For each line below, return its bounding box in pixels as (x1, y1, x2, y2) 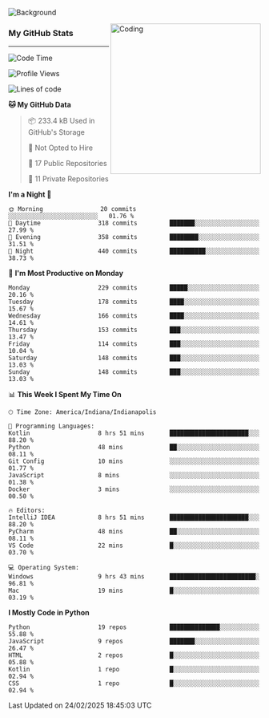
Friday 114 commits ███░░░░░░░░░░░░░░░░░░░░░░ (8, 340, 260, 348)
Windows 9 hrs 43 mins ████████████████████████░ (8, 573, 260, 581)
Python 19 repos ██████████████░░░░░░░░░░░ (8, 623, 260, 631)
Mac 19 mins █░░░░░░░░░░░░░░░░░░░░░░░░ (8, 586, 260, 595)
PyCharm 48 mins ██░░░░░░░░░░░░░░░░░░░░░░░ (8, 528, 260, 536)
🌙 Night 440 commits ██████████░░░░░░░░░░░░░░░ (8, 247, 260, 256)
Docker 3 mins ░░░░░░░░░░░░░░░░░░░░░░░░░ (8, 485, 260, 493)
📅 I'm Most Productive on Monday (8, 269, 124, 278)
